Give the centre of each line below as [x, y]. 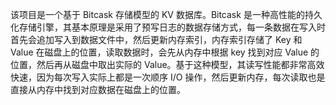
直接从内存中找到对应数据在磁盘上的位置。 [98, 89]
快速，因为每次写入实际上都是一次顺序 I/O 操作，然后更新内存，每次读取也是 [168, 77]
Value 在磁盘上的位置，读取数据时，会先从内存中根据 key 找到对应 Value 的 [165, 52]
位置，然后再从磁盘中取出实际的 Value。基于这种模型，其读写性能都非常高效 [167, 64]
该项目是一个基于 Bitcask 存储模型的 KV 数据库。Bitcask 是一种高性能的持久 [166, 14]
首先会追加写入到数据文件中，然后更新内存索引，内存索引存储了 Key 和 [156, 39]
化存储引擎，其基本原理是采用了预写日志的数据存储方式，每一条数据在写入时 [168, 27]
